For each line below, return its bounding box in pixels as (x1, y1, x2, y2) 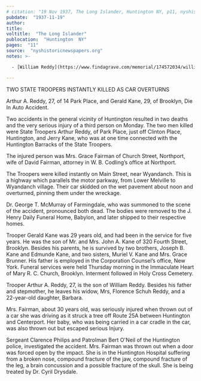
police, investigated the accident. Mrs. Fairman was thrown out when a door (6, 342, 194, 350)
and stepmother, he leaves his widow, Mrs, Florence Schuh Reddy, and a (6, 288, 185, 295)
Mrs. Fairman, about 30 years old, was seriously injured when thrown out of (6, 306, 193, 313)
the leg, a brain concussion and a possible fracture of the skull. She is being (6, 361, 193, 368)
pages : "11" (6, 42, 39, 48)
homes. (6, 220, 25, 227)
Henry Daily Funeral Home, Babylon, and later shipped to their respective (6, 214, 187, 221)
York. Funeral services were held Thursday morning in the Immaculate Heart (6, 263, 194, 270)
